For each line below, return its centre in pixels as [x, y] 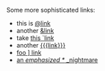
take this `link [35, 38]
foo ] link [29, 52]
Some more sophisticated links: [51, 10]
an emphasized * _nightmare [57, 60]
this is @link [33, 23]
